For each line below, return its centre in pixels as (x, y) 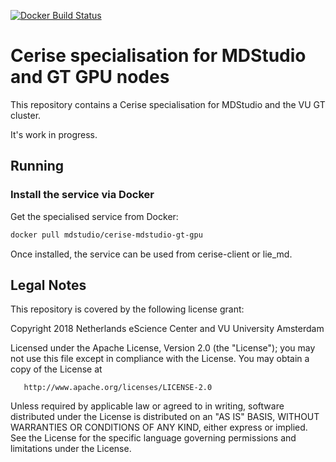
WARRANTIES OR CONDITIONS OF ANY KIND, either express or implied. (159, 427)
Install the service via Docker (82, 195)
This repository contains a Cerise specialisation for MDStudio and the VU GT (168, 104)
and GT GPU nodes (90, 77)
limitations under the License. (71, 449)
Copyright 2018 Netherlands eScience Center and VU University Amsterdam (167, 329)
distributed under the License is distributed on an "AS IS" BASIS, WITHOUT (165, 417)
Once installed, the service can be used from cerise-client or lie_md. (151, 254)
